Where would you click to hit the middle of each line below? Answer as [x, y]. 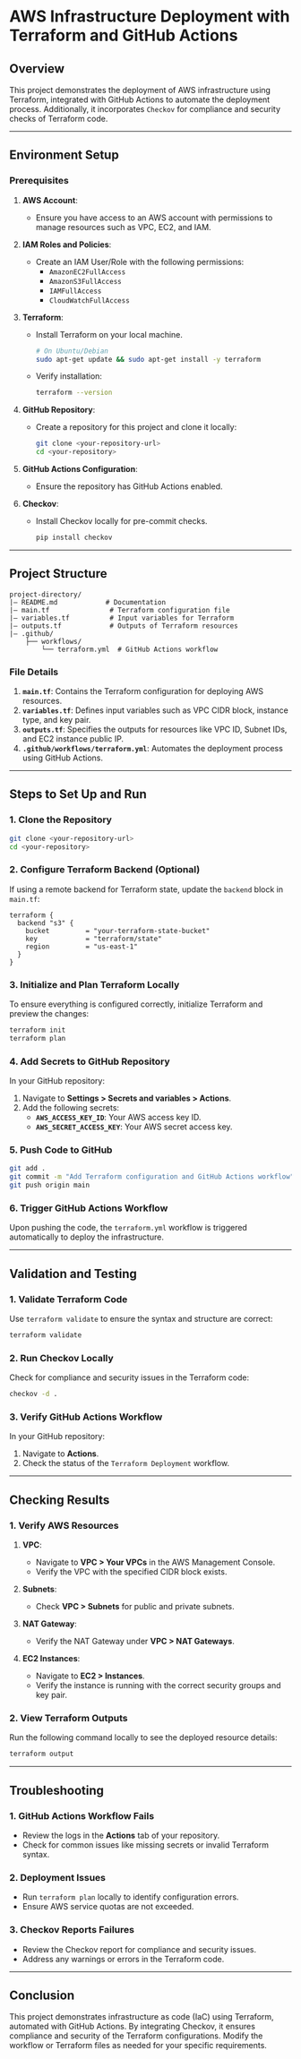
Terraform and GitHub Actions [124, 35]
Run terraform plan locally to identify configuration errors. [130, 1897]
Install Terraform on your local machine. [109, 334]
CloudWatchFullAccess [89, 300]
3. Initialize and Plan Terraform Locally [95, 984]
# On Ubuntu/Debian [72, 351]
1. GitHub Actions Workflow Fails [82, 1815]
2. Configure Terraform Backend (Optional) [105, 870]
